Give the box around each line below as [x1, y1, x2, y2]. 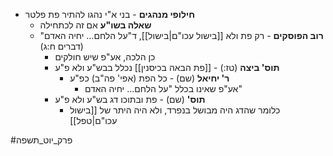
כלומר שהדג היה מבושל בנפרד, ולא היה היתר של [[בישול [69, 104, 281, 116]
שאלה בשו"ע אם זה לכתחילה [39, 19, 152, 31]
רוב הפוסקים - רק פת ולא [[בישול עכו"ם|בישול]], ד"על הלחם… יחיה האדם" [39, 30, 324, 41]
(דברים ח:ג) [39, 40, 84, 52]
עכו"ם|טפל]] [69, 115, 118, 126]
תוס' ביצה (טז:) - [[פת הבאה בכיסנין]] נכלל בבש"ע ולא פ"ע [54, 62, 280, 73]
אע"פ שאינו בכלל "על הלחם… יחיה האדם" [84, 83, 243, 94]
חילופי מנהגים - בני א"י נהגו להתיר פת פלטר [24, 9, 195, 20]
